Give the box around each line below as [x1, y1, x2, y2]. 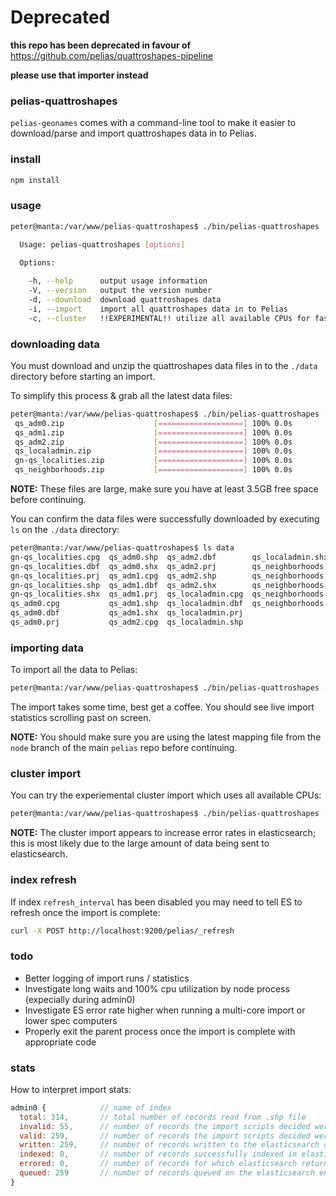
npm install [10, 175, 60, 185]
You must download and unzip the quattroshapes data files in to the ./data [10, 359, 318, 371]
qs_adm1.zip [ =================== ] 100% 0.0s [14, 427, 293, 438]
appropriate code [24, 1036, 97, 1048]
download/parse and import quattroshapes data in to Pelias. [10, 127, 257, 140]
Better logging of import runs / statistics [24, 972, 190, 984]
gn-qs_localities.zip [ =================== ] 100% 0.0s [14, 456, 293, 466]
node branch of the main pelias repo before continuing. [10, 742, 238, 754]
